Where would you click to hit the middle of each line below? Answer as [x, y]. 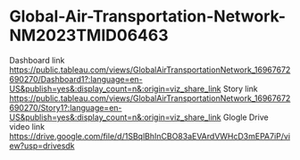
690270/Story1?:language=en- [66, 107]
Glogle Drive [246, 117]
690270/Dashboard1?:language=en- [76, 79]
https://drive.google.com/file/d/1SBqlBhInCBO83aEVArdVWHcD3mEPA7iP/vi [150, 136]
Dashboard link [37, 60]
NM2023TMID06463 [89, 35]
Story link [241, 88]
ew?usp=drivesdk [42, 146]
